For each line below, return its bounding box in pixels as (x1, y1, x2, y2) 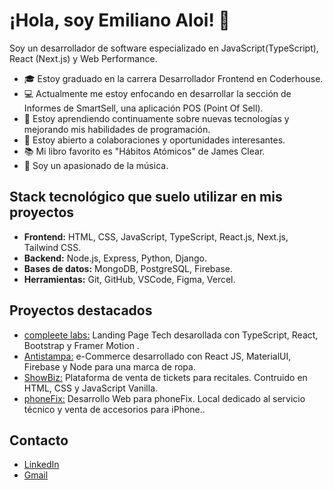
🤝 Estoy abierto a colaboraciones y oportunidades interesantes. (23, 134, 286, 146)
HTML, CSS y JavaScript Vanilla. (23, 382, 159, 394)
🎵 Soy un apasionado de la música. (23, 159, 169, 171)
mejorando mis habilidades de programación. (23, 123, 211, 135)
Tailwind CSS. (23, 241, 82, 253)
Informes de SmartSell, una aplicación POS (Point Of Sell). (23, 102, 264, 114)
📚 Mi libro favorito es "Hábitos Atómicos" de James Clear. (23, 145, 266, 157)
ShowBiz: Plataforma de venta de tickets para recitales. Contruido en (23, 371, 308, 383)
